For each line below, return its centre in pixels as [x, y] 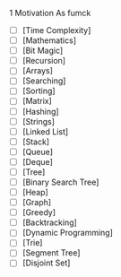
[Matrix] [37, 101]
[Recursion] [43, 61]
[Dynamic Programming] [68, 233]
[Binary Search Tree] [60, 182]
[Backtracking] [50, 222]
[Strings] [39, 121]
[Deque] [38, 161]
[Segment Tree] [51, 253]
